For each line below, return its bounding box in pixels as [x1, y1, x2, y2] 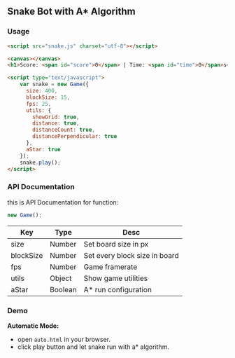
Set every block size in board [83, 250, 180, 260]
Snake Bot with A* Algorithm [7, 6, 136, 18]
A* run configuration [83, 284, 152, 294]
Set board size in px [83, 239, 149, 249]
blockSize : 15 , [25, 94, 71, 101]
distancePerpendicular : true [32, 133, 117, 140]
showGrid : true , [32, 113, 80, 121]
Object [50, 273, 72, 283]
